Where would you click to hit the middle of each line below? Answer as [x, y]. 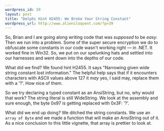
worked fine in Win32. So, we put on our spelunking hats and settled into [79, 53]
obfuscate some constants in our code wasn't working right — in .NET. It [79, 48]
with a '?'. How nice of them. [34, 83]
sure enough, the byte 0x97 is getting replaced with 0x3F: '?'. [67, 103]
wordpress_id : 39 [23, 10]
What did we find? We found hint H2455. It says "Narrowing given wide [77, 68]
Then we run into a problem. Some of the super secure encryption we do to [82, 43]
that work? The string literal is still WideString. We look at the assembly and [82, 98]
